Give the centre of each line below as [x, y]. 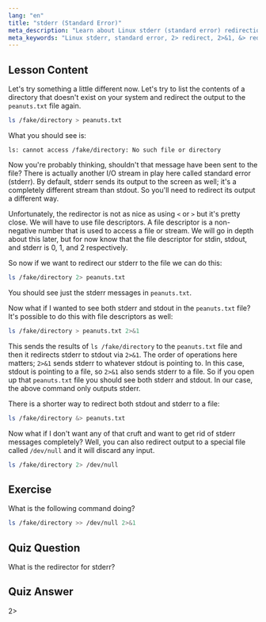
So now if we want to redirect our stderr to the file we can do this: [115, 263]
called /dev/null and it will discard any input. [82, 450]
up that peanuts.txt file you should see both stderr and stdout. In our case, [131, 380]
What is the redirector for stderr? [62, 566]
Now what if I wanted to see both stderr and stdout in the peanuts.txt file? [129, 308]
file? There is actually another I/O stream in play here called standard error [129, 173]
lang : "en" [26, 15]
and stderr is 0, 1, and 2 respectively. [68, 248]
